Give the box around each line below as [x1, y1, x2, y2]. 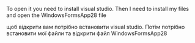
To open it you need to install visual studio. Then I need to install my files [6, 5, 189, 12]
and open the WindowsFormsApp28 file [6, 12, 107, 19]
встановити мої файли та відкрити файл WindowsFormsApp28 [6, 30, 167, 37]
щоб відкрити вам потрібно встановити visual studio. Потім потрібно [6, 24, 185, 30]
